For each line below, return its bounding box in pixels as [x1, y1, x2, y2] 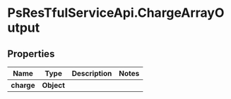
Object [42, 81, 65, 90]
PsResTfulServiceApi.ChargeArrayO [7, 5, 225, 21]
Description [71, 69, 112, 78]
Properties [7, 48, 55, 60]
